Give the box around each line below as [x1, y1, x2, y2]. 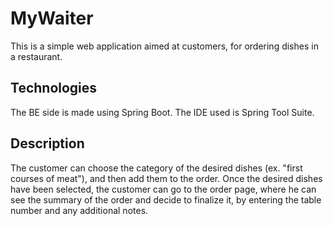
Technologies [10, 80, 98, 97]
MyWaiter [10, 7, 94, 30]
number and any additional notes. [10, 204, 149, 216]
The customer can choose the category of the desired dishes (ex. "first [10, 162, 303, 174]
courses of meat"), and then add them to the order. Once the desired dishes [10, 172, 323, 184]
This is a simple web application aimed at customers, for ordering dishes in [10, 40, 319, 52]
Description [10, 135, 85, 152]
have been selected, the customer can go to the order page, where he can [10, 183, 317, 195]
